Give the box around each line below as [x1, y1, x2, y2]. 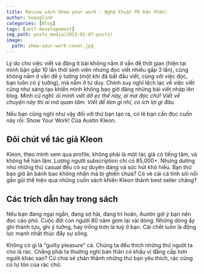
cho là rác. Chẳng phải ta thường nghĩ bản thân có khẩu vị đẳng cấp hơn [6, 248, 188, 255]
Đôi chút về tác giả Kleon [6, 135, 104, 145]
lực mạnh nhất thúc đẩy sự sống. [6, 230, 89, 237]
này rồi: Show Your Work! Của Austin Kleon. [6, 116, 116, 124]
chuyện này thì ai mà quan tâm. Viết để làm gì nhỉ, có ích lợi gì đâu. [6, 98, 175, 105]
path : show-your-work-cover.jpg [12, 43, 94, 49]
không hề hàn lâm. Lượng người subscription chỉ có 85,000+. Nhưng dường [6, 156, 195, 164]
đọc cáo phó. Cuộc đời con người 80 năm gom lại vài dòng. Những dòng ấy [6, 217, 195, 224]
